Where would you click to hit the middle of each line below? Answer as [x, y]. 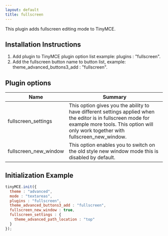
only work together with [97, 131]
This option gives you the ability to [109, 106]
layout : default [22, 10]
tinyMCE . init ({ [21, 187]
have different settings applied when [112, 112]
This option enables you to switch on [112, 145]
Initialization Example [39, 175]
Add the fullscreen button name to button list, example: [69, 62]
